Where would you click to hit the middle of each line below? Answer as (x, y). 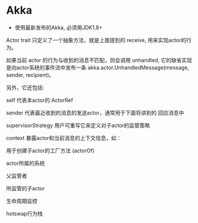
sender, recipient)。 (30, 75)
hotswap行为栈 (25, 214)
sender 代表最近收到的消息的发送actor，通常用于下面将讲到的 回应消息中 (95, 113)
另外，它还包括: (25, 87)
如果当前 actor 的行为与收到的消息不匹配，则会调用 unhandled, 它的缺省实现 (99, 60)
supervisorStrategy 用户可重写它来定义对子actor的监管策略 (78, 125)
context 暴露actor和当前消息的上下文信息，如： (64, 138)
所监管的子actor (25, 188)
